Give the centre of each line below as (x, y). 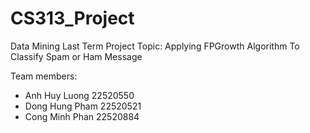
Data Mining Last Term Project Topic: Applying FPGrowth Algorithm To (155, 46)
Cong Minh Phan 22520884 (82, 116)
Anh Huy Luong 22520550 (79, 95)
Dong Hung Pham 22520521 (83, 106)
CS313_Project (72, 18)
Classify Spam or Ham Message (76, 56)
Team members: (44, 76)
